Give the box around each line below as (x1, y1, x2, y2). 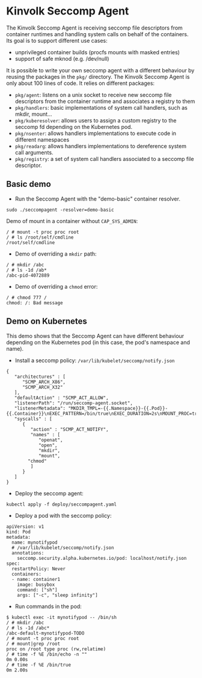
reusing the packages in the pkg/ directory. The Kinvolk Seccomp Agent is (6, 73, 190, 80)
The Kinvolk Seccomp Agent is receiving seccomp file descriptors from (6, 24, 183, 31)
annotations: (11, 550, 44, 556)
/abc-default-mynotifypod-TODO (6, 630, 85, 636)
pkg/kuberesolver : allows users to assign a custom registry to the (14, 116, 177, 124)
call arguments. (14, 149, 54, 156)
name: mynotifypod (11, 539, 58, 545)
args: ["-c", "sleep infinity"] (17, 592, 98, 598)
